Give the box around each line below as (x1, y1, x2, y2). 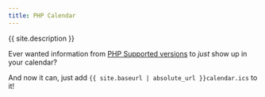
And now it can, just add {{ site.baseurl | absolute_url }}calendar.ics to (8, 72, 258, 82)
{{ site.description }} (8, 33, 75, 43)
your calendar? (8, 57, 58, 67)
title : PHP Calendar (8, 11, 77, 20)
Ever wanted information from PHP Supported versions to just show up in (8, 48, 248, 58)
